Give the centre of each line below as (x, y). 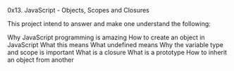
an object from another (41, 60)
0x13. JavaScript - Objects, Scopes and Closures (79, 10)
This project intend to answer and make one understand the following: (109, 24)
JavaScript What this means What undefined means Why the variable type (115, 45)
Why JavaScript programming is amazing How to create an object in (106, 37)
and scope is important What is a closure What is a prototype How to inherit (117, 52)
